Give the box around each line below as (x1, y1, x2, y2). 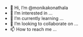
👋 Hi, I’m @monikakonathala (10, 5, 68, 10)
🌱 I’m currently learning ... (10, 15, 64, 21)
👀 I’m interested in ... (10, 10, 53, 16)
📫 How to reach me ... (10, 26, 57, 32)
